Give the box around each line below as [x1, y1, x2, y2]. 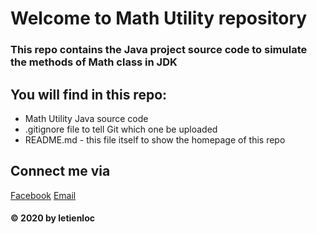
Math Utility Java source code [24, 112, 149, 124]
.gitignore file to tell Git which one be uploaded [24, 123, 218, 135]
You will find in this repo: [10, 86, 168, 103]
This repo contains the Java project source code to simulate [10, 43, 308, 57]
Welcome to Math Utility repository [10, 7, 308, 30]
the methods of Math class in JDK [10, 55, 178, 69]
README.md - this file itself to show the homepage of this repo [24, 133, 286, 146]
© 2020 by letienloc [10, 212, 95, 224]
